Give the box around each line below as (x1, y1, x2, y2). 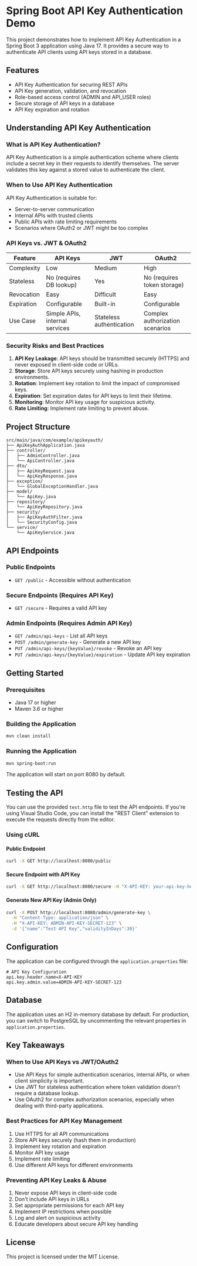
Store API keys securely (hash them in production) (14, 1136, 137, 1143)
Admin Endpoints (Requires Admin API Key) (6, 619, 133, 627)
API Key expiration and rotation (14, 106, 90, 113)
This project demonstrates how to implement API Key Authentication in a (6, 36, 181, 43)
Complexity (9, 264, 41, 272)
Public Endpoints (6, 563, 56, 571)
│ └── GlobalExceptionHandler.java (6, 484, 98, 490)
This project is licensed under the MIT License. (6, 1253, 120, 1260)
